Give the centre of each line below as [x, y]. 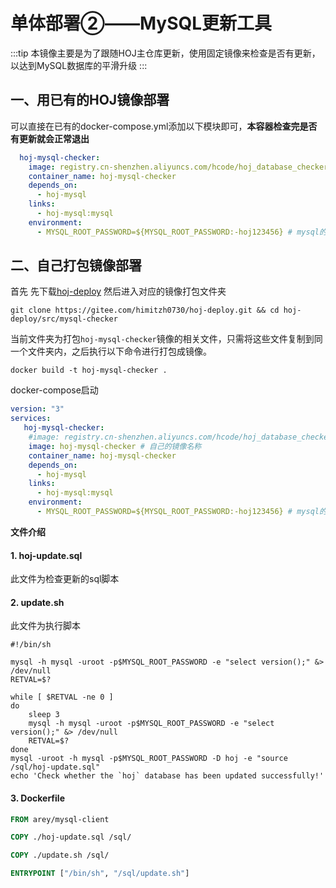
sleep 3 [44, 715]
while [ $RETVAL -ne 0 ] [62, 697]
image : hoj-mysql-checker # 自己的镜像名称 [115, 446]
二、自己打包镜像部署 [76, 265]
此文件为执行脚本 [45, 626]
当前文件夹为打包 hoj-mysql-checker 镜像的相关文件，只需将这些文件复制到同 [166, 339]
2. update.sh [37, 602]
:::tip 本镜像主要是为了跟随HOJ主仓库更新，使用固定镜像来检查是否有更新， [165, 53]
